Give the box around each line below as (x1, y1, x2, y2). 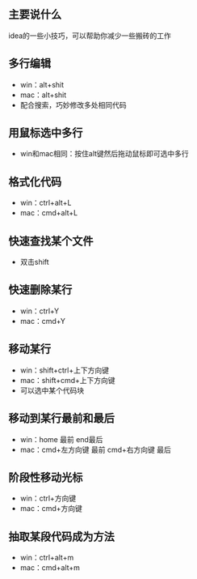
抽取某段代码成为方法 (8, 530, 115, 543)
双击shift (19, 258, 50, 267)
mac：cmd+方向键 (19, 504, 83, 513)
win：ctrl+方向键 (19, 493, 77, 504)
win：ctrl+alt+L (19, 198, 72, 208)
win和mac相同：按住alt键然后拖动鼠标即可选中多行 (19, 149, 190, 159)
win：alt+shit (19, 79, 65, 89)
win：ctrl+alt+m (19, 553, 74, 563)
